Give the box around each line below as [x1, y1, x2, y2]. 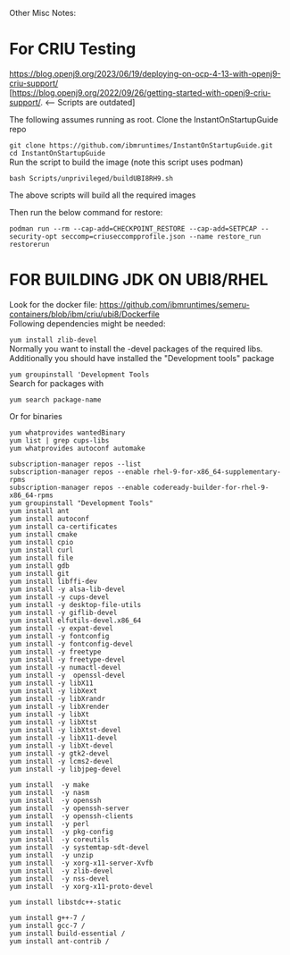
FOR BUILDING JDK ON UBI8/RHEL [9, 270, 269, 290]
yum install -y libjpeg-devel [9, 765, 122, 773]
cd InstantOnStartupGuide [9, 148, 105, 157]
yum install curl [9, 545, 74, 554]
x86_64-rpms [9, 491, 54, 500]
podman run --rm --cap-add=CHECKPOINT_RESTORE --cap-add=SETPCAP [9, 224, 257, 233]
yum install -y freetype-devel [9, 655, 126, 664]
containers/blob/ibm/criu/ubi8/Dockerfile [9, 308, 161, 319]
